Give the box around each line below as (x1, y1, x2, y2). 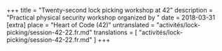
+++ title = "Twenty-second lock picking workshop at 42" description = (6, 6, 213, 14)
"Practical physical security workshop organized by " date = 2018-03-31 (6, 13, 215, 22)
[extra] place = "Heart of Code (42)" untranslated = (6, 21, 155, 29)
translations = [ (93, 28, 138, 36)
